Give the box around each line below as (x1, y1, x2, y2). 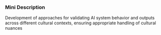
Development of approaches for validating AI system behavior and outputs (5, 15, 155, 21)
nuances (5, 25, 23, 31)
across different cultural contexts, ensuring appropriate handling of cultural (5, 20, 156, 26)
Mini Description (5, 4, 45, 11)
